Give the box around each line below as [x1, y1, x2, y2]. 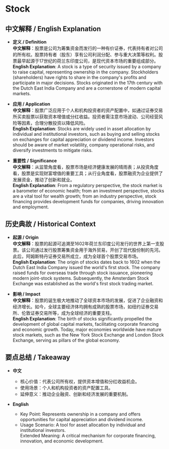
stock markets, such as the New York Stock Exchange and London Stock [12, 331, 164, 338]
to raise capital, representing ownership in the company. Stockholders [12, 69, 158, 75]
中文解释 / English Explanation [5, 24, 101, 33]
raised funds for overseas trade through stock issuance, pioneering [12, 270, 153, 276]
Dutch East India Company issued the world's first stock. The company [12, 264, 160, 270]
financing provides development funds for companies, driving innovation [12, 199, 164, 204]
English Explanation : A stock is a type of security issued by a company [12, 64, 161, 69]
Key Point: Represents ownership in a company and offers [20, 411, 141, 417]
